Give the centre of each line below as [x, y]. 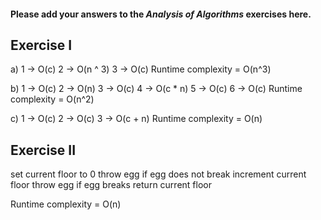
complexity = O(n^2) [52, 99]
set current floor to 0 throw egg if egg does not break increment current [158, 174]
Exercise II [43, 150]
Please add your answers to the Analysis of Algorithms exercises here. [161, 14]
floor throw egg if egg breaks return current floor [111, 185]
